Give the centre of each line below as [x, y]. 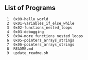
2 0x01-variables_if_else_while [41, 23]
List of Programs [30, 8]
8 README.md [20, 49]
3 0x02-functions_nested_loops [39, 28]
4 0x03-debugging [25, 32]
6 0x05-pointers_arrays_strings [41, 40]
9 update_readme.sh [27, 53]
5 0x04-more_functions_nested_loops [45, 36]
